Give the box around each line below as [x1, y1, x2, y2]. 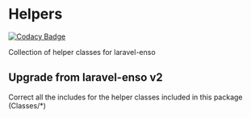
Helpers [8, 5, 63, 23]
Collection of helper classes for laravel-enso [8, 47, 156, 57]
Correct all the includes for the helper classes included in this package [8, 92, 243, 102]
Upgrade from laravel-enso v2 [8, 70, 163, 85]
